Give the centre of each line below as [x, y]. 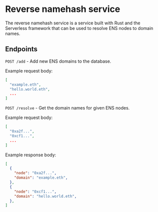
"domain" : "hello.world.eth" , [46, 196]
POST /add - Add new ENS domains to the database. [58, 61]
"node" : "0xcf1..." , [35, 192]
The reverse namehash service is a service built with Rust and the [73, 23]
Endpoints [21, 49]
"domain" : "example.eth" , [41, 178]
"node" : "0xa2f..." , [35, 173]
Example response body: [31, 155]
